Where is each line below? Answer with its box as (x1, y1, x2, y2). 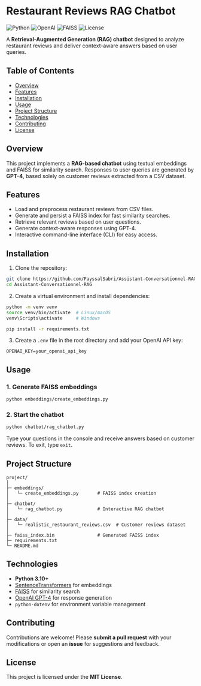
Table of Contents (6, 66, 75, 76)
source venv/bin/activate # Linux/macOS (6, 309, 111, 315)
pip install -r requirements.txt (6, 326, 90, 332)
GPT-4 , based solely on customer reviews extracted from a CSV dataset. (6, 172, 187, 179)
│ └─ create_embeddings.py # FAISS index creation (6, 490, 157, 496)
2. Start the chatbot (6, 410, 64, 419)
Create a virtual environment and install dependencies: (14, 292, 150, 299)
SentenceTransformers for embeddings (14, 581, 112, 588)
